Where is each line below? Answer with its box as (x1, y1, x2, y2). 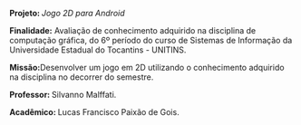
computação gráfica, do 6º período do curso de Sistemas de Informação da (9, 35, 293, 45)
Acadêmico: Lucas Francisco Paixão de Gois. (9, 107, 180, 117)
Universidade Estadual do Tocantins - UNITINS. (9, 44, 187, 55)
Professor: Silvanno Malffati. (9, 90, 117, 100)
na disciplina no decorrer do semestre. (9, 72, 154, 82)
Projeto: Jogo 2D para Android (9, 8, 125, 18)
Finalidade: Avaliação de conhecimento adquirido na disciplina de (9, 25, 257, 35)
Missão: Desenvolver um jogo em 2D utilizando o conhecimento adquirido (9, 62, 285, 72)
